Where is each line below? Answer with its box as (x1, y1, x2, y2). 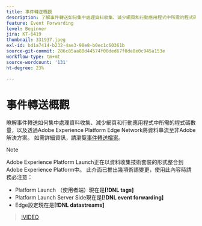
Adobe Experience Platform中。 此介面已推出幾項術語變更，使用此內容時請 (6, 166, 192, 174)
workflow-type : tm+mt (6, 54, 61, 60)
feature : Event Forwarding (6, 20, 74, 26)
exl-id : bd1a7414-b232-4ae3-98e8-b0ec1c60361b (6, 43, 125, 49)
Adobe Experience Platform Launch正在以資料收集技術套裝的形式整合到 (6, 159, 184, 166)
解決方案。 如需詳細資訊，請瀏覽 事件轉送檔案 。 (6, 134, 124, 142)
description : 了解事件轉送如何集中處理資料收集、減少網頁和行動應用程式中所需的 (6, 14, 185, 20)
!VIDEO (20, 213, 39, 221)
